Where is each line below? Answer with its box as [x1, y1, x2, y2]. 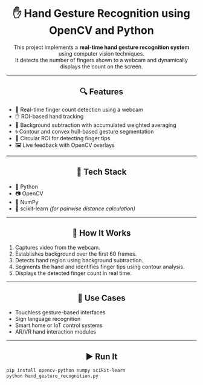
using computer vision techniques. [58, 50, 145, 57]
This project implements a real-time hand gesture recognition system [13, 44, 190, 51]
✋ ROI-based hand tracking [14, 112, 84, 120]
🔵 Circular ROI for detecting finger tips [14, 134, 111, 141]
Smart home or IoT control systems [14, 322, 103, 329]
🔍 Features [79, 87, 124, 97]
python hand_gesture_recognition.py [6, 373, 98, 379]
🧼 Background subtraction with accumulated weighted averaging [14, 121, 176, 129]
